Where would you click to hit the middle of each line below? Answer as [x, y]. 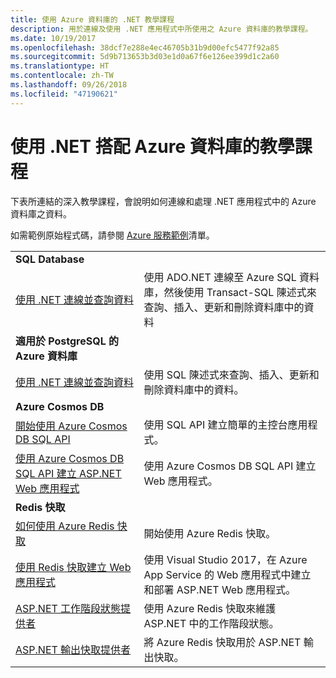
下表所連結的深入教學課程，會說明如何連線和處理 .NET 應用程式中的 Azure [163, 201]
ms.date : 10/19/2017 [53, 38]
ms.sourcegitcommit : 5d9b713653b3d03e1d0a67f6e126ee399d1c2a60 [145, 57]
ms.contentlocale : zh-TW [62, 76]
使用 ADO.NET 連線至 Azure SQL [220, 277]
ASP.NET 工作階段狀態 [68, 608]
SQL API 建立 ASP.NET [68, 473]
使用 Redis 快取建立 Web [73, 567]
